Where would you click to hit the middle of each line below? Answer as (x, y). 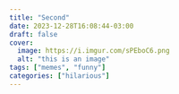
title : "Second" (39, 17)
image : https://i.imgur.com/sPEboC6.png (94, 51)
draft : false (34, 34)
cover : (21, 43)
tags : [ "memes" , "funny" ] (57, 68)
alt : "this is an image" (64, 59)
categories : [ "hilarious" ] (60, 76)
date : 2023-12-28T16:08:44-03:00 (72, 26)
